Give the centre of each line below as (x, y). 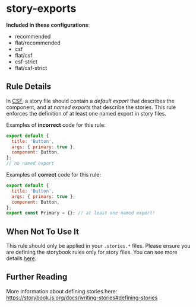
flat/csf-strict (31, 68)
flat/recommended (37, 43)
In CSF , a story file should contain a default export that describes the (91, 101)
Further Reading (37, 277)
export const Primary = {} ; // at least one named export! (81, 213)
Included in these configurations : (48, 25)
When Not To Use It (42, 231)
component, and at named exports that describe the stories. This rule (91, 107)
